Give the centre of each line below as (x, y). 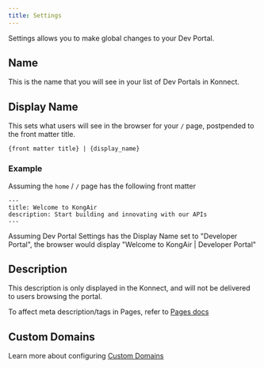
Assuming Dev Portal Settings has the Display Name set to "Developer (123, 236)
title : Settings (35, 15)
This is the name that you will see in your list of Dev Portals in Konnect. (124, 82)
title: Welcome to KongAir (53, 207)
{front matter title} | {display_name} (74, 149)
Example (25, 169)
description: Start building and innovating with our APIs (108, 214)
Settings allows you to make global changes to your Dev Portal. (111, 38)
